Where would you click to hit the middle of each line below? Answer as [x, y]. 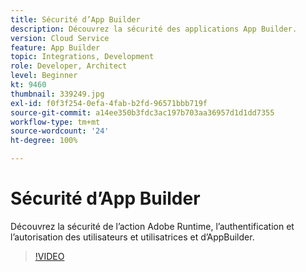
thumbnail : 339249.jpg [57, 94]
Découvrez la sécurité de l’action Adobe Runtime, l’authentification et [152, 226]
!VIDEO [49, 256]
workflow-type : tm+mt [55, 122]
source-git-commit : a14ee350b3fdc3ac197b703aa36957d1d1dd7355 [142, 112]
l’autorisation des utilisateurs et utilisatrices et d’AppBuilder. [132, 237]
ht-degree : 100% [44, 141]
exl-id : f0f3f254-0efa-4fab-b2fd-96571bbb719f [109, 103]
